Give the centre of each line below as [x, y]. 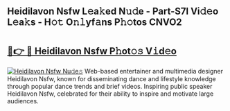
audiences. [23, 101]
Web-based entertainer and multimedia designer [154, 71]
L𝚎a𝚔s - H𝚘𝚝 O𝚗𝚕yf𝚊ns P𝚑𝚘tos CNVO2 [95, 23]
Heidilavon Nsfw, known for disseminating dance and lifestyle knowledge [112, 79]
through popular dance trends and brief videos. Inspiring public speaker [110, 86]
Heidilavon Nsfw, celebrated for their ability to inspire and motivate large [110, 94]
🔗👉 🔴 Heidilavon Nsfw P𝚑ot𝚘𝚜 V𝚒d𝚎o [92, 51]
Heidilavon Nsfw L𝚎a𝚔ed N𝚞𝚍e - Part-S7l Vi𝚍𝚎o [113, 11]
